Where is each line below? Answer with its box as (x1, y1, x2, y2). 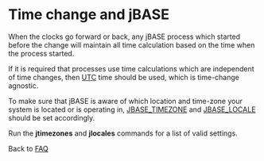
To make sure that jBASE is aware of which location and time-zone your (8, 96, 243, 105)
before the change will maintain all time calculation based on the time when (8, 40, 255, 49)
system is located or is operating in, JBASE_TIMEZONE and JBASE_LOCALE (8, 105, 256, 114)
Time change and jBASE (8, 6, 169, 24)
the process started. (8, 48, 75, 58)
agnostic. (8, 81, 39, 90)
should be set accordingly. (8, 113, 95, 122)
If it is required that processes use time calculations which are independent (8, 63, 254, 73)
